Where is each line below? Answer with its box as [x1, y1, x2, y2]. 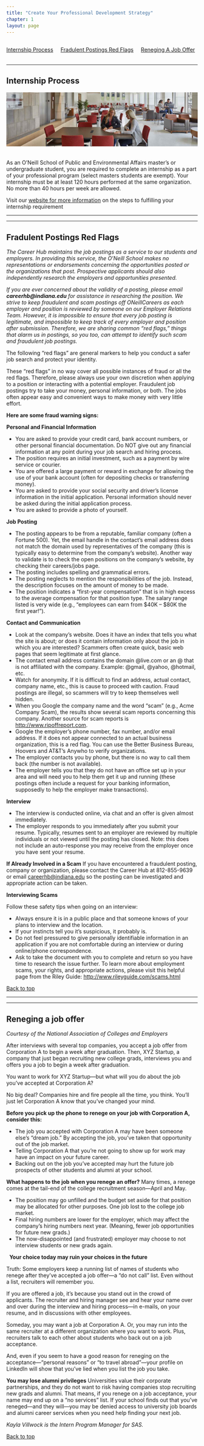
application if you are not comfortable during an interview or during [15, 941, 183, 948]
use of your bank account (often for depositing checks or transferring [15, 474, 189, 482]
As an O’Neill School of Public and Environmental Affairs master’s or [6, 159, 176, 167]
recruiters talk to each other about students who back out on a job [6, 1334, 172, 1341]
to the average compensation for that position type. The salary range [15, 595, 188, 602]
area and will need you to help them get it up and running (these [15, 773, 176, 781]
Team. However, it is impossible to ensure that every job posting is [6, 312, 172, 319]
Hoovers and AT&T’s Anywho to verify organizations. [15, 747, 147, 755]
